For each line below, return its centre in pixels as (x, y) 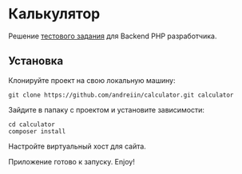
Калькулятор (54, 14)
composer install (37, 131)
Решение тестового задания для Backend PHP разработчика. (113, 36)
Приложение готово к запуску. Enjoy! (72, 161)
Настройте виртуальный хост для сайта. (77, 146)
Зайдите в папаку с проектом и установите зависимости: (107, 109)
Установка (36, 61)
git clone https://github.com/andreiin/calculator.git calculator (121, 95)
